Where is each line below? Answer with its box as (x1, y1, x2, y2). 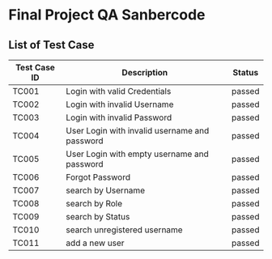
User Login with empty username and (66, 148, 209, 159)
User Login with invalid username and (66, 125, 210, 136)
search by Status (66, 211, 130, 222)
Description (121, 67, 168, 78)
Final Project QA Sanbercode (8, 6, 206, 24)
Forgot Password (66, 172, 131, 183)
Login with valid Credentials (66, 86, 172, 96)
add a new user (66, 237, 125, 248)
